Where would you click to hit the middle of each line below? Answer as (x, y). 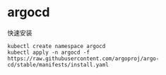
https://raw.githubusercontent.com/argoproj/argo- (83, 58)
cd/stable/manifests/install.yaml (58, 64)
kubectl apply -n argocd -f (49, 52)
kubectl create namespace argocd (57, 46)
